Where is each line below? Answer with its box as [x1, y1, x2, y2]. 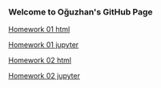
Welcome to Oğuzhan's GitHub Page [8, 6, 154, 18]
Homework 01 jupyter [8, 40, 79, 50]
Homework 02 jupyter [8, 71, 80, 81]
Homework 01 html [8, 25, 70, 34]
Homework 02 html [8, 55, 72, 66]
